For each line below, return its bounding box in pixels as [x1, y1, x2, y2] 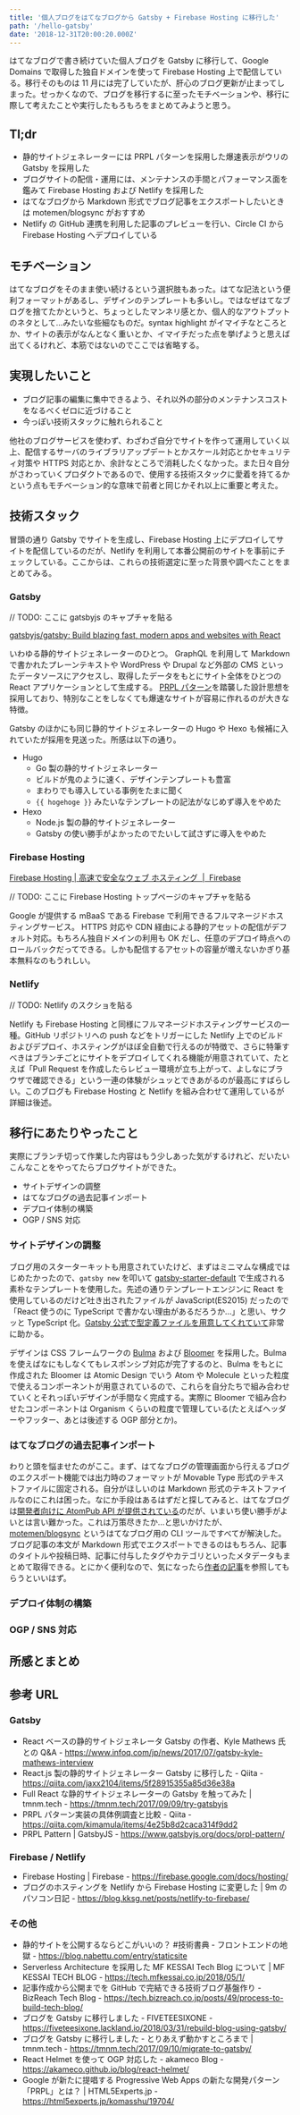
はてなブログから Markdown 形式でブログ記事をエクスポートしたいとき [21, 196, 286, 207]
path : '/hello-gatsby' [9, 21, 94, 30]
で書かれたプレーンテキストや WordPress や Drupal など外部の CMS [9, 659, 259, 670]
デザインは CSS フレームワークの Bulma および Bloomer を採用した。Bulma [9, 1347, 287, 1358]
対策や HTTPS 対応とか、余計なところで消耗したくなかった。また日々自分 [16, 457, 290, 468]
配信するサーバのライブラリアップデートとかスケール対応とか [24, 446, 252, 457]
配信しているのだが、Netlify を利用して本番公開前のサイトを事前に [32, 545, 278, 555]
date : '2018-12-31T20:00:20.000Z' [9, 30, 138, 38]
